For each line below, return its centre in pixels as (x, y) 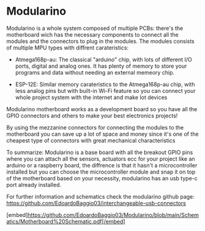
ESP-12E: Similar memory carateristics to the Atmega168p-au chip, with (105, 84)
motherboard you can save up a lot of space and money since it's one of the (102, 134)
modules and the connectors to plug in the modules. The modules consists (100, 41)
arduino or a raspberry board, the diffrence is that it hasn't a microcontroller (102, 165)
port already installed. (34, 185)
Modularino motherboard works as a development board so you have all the (102, 109)
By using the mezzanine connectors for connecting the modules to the (95, 127)
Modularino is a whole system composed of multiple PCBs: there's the (95, 28)
